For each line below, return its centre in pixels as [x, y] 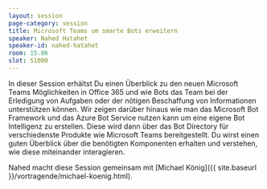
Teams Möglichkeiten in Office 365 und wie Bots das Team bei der [118, 92]
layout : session [35, 16]
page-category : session [48, 23]
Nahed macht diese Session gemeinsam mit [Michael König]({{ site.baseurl [133, 167]
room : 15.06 [28, 53]
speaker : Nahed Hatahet [48, 38]
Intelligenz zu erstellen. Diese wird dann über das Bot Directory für [119, 126]
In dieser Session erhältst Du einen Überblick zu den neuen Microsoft [123, 83]
